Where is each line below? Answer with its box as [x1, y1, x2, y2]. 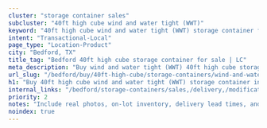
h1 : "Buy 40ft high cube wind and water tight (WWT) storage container [8, 78, 250, 86]
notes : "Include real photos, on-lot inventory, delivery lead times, [8, 100, 247, 108]
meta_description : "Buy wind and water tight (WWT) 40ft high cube [8, 64, 237, 72]
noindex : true [8, 108, 56, 116]
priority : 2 [8, 93, 48, 101]
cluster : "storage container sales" [8, 11, 130, 20]
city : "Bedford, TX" [8, 48, 77, 56]
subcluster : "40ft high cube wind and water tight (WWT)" [8, 19, 204, 27]
